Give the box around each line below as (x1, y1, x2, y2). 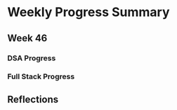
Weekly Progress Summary (7, 4, 170, 20)
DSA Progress (7, 53, 56, 63)
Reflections (7, 93, 59, 105)
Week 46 (7, 32, 48, 44)
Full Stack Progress (7, 71, 75, 81)
